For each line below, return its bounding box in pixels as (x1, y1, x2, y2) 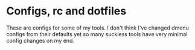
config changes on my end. (6, 37, 74, 44)
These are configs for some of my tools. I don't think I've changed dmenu (6, 24, 189, 31)
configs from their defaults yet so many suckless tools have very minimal (6, 30, 188, 37)
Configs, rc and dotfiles (6, 4, 127, 18)
